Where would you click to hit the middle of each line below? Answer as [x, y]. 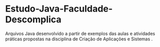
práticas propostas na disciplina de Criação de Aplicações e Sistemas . [79, 39]
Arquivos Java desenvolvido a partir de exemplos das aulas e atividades [80, 33]
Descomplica [33, 19]
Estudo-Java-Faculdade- [59, 9]
